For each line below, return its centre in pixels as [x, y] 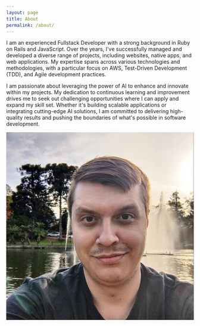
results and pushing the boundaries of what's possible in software [105, 118]
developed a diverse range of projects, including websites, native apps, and [99, 55]
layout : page [22, 13]
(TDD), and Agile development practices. [56, 74]
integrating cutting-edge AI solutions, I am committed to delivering [87, 111]
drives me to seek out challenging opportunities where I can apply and [93, 99]
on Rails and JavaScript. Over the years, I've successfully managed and [94, 49]
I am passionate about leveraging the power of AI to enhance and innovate [97, 86]
